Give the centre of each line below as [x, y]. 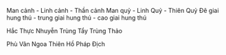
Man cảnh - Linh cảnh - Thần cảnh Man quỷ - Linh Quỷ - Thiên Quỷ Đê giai [113, 11]
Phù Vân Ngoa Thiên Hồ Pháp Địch [56, 44]
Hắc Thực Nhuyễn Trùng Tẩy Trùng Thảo [65, 31]
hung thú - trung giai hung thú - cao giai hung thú [77, 18]
